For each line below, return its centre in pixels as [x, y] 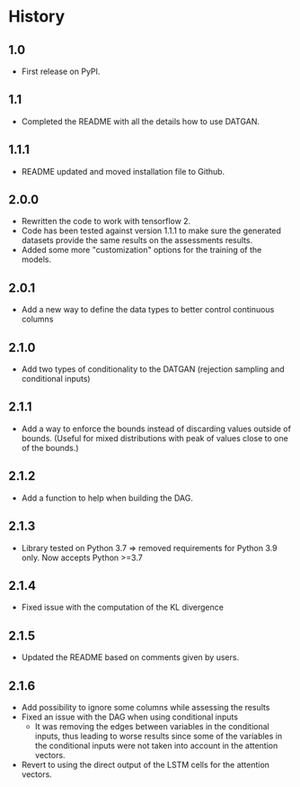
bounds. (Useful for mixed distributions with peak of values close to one [154, 438]
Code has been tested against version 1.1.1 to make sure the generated [151, 231]
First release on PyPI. [61, 71]
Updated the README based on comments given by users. [130, 657]
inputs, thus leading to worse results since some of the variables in [159, 736]
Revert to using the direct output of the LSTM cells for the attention [146, 764]
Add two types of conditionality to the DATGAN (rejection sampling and [153, 369]
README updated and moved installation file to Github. [123, 171]
